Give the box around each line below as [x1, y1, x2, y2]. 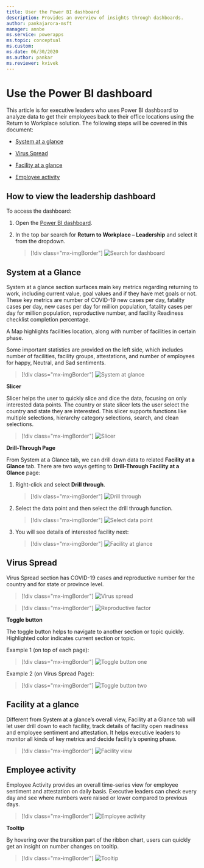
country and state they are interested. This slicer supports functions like [6, 408, 187, 415]
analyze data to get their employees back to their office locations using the [6, 113, 194, 120]
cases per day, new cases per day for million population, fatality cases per [6, 303, 193, 311]
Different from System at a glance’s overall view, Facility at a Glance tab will [6, 716, 195, 723]
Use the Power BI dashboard [6, 86, 153, 100]
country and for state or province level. [6, 580, 104, 587]
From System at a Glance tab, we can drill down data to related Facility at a [6, 456, 195, 463]
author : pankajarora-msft [6, 20, 72, 26]
